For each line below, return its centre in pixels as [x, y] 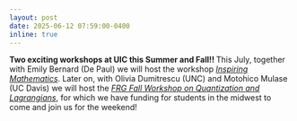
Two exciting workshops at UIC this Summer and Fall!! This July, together [147, 60]
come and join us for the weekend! [73, 108]
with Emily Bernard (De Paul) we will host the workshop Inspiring [129, 69]
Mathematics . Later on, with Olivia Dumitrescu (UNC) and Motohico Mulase [148, 79]
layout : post [34, 17]
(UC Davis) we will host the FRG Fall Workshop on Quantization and [135, 88]
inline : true [34, 34]
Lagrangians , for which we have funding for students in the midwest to [140, 98]
